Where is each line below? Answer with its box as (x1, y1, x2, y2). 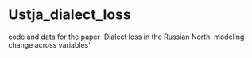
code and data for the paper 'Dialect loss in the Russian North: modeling (8, 32, 245, 41)
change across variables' (8, 40, 91, 49)
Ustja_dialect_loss (8, 6, 131, 24)
